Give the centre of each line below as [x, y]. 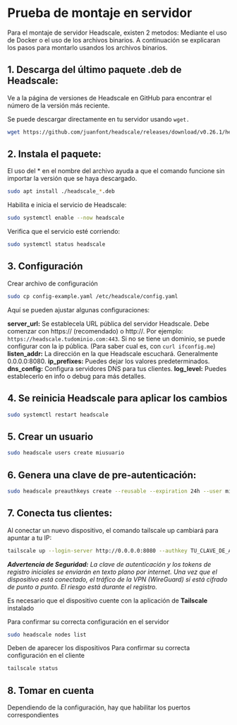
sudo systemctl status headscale [56, 244]
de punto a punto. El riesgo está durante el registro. [82, 587]
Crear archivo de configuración [53, 283]
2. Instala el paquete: [54, 154]
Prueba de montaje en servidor [100, 13]
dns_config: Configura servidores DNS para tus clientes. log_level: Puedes [117, 368]
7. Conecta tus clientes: [60, 513]
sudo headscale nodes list [47, 635]
